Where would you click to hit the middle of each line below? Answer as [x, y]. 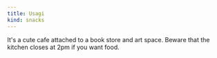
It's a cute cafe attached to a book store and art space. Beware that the [108, 39]
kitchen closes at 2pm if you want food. [63, 47]
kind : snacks [26, 20]
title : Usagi [26, 13]
